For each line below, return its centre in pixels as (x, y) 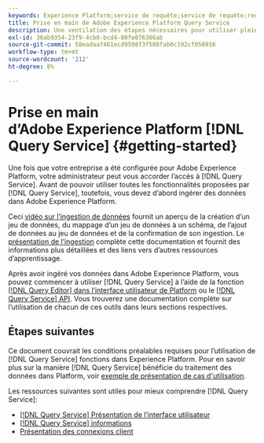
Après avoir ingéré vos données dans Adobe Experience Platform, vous (124, 273)
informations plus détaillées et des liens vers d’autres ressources (113, 249)
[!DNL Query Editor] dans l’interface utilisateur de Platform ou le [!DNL (122, 290)
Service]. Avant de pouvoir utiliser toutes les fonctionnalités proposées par (129, 184)
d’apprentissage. (35, 258)
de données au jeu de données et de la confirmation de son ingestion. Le (126, 233)
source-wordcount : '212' (49, 60)
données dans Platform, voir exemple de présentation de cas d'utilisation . (127, 375)
